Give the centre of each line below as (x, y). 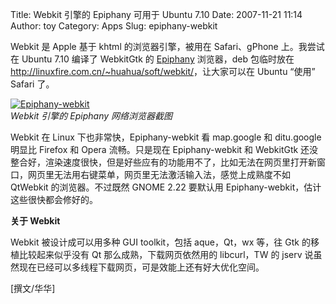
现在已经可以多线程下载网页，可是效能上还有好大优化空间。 (141, 267)
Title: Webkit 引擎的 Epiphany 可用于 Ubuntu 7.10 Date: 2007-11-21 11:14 (156, 14)
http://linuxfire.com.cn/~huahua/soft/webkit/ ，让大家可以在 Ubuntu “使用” (163, 71)
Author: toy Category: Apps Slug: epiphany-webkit (114, 26)
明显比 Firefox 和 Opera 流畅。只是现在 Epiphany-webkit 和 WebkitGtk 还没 (164, 149)
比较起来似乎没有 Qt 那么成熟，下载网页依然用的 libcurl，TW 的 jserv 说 (166, 254)
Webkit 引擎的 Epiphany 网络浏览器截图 (91, 116)
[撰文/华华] (33, 288)
